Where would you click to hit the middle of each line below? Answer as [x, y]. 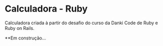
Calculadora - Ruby [46, 9]
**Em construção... [25, 38]
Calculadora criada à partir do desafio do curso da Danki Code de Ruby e [81, 23]
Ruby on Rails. [20, 28]
